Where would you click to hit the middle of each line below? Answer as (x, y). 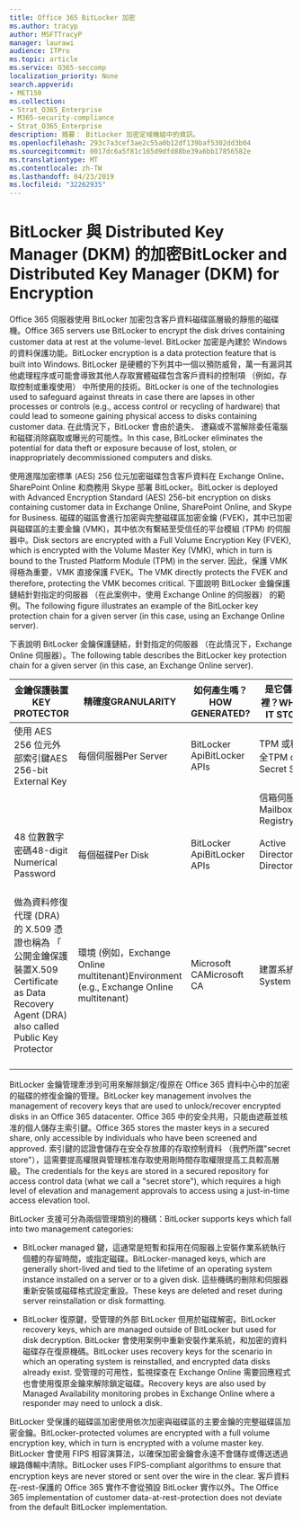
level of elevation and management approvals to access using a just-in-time (150, 1191)
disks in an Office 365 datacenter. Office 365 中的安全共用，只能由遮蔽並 (145, 1116)
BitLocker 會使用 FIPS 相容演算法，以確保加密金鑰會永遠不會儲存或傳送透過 (149, 1454)
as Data (30, 992)
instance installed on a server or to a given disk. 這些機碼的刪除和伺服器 (155, 1280)
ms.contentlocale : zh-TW (56, 168)
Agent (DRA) (40, 1015)
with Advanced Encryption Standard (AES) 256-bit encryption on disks (140, 498)
